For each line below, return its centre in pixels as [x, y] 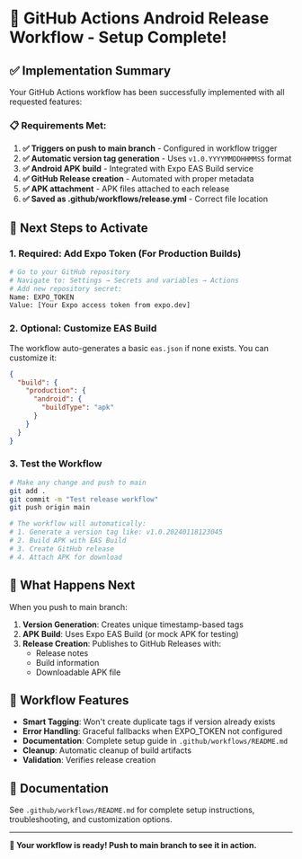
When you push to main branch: [68, 607]
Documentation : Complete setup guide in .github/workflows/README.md [155, 741]
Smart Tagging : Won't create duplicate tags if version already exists [149, 722]
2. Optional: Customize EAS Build [83, 329]
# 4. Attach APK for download [66, 557]
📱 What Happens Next [72, 585]
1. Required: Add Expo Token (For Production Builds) [125, 253]
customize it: [33, 358]
